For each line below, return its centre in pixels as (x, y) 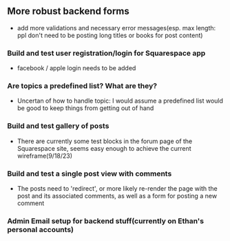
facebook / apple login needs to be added (76, 68)
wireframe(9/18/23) (45, 156)
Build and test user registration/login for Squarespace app (106, 53)
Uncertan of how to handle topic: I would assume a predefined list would (120, 101)
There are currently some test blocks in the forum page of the (105, 141)
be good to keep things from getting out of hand (85, 108)
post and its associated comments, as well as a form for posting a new (117, 196)
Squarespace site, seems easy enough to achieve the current (104, 148)
